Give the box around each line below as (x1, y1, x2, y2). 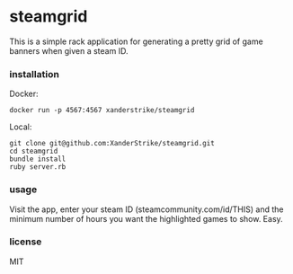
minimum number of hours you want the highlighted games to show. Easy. (9, 213, 283, 224)
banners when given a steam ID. (9, 45, 129, 56)
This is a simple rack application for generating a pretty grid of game (9, 36, 263, 47)
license (9, 235, 42, 248)
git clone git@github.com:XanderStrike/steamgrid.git (9, 139, 216, 148)
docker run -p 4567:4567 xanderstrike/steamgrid (9, 106, 195, 115)
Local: (9, 121, 32, 132)
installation (9, 67, 60, 80)
